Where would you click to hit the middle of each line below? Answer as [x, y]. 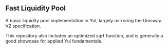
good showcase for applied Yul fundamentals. [54, 41]
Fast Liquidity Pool [35, 8]
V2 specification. [23, 26]
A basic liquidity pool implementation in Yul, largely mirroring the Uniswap [83, 20]
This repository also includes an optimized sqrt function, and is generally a [84, 35]
